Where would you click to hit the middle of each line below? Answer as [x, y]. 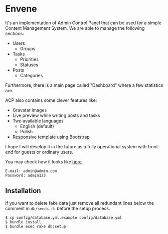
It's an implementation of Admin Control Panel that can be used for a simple [83, 23]
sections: [15, 33]
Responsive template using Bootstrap [51, 137]
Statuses [29, 65]
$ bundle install [23, 222]
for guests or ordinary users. [44, 152]
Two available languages [38, 121]
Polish [26, 131]
